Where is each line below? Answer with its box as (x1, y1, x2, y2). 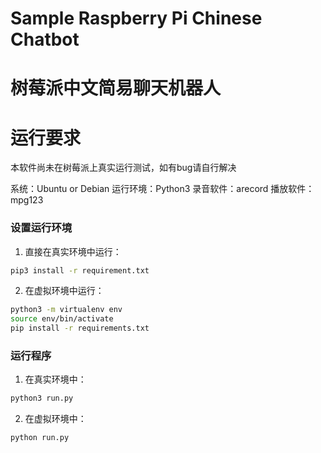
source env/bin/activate (10, 314, 114, 324)
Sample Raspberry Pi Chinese (10, 7, 263, 30)
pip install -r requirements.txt (10, 323, 150, 334)
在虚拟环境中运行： (24, 285, 105, 297)
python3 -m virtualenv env (10, 305, 123, 315)
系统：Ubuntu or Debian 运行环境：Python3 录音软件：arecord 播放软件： (10, 183, 315, 195)
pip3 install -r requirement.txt (10, 265, 150, 276)
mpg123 (10, 194, 44, 206)
